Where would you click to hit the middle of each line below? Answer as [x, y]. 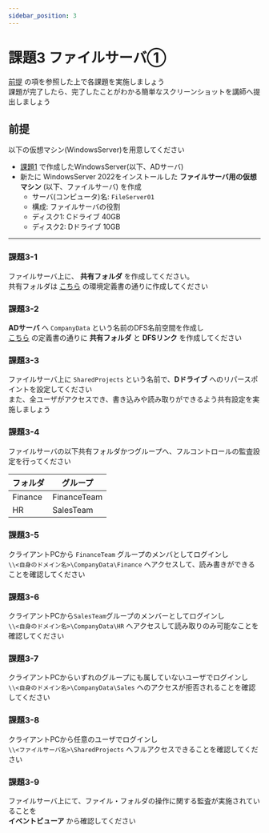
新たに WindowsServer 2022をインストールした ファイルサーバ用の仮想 [139, 177]
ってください [50, 461]
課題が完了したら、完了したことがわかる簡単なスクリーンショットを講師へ [131, 91]
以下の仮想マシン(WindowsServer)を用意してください [97, 150]
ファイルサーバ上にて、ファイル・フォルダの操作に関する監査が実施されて [131, 801]
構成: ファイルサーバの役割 [76, 207]
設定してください [64, 390]
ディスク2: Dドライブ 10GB [76, 227]
